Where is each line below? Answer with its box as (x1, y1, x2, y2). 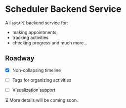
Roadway (5, 54, 35, 63)
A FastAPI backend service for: (5, 20, 68, 26)
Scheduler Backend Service (5, 3, 122, 15)
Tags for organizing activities (12, 77, 72, 83)
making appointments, (12, 29, 58, 35)
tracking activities (12, 35, 48, 40)
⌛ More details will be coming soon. (5, 97, 78, 103)
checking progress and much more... (12, 39, 87, 45)
